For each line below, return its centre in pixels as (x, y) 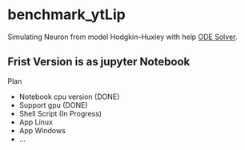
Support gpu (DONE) (53, 105)
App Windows (42, 130)
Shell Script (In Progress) (60, 113)
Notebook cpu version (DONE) (69, 97)
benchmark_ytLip (66, 15)
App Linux (36, 122)
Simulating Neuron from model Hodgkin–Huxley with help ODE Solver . (122, 37)
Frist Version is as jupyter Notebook (99, 62)
